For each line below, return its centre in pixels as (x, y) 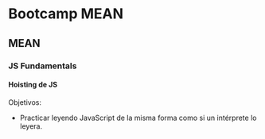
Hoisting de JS (33, 85)
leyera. (31, 126)
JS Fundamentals (43, 66)
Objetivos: (25, 102)
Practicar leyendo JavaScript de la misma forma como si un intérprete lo (138, 118)
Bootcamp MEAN (66, 14)
